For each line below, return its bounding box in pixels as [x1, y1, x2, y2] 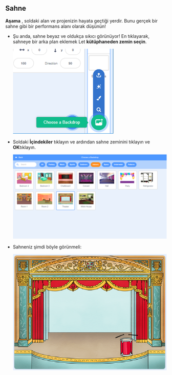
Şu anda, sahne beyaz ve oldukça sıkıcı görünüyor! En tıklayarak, [12, 33, 150, 39]
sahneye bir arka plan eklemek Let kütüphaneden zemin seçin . [12, 38, 147, 45]
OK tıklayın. [12, 144, 36, 150]
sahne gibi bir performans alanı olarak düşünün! [5, 23, 106, 29]
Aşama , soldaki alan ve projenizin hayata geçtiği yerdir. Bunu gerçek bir [5, 17, 158, 24]
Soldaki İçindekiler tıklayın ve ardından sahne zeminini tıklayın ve [12, 138, 150, 145]
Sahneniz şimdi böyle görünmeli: [12, 244, 82, 250]
